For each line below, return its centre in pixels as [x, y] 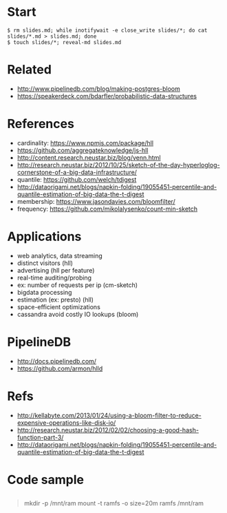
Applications [44, 237]
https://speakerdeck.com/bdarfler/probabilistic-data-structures [107, 96]
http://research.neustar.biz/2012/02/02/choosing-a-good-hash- [108, 430]
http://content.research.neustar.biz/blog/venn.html [89, 157]
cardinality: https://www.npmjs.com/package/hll [85, 143]
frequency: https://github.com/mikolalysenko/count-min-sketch [107, 209]
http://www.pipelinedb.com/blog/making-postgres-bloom [99, 88]
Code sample [46, 480]
